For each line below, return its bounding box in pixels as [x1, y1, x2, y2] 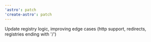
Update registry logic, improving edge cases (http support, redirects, [4, 25, 146, 31]
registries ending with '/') [4, 31, 56, 37]
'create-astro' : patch [4, 12, 52, 17]
